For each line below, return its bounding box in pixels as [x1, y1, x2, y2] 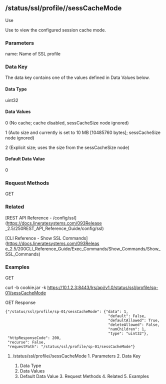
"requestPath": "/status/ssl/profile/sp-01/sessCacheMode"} [7, 344, 135, 349]
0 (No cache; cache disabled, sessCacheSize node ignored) [5, 119, 129, 125]
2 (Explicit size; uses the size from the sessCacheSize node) [5, 144, 130, 150]
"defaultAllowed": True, [108, 317, 160, 323]
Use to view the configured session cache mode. [5, 27, 106, 33]
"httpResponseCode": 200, [7, 335, 61, 340]
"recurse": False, [7, 339, 46, 344]
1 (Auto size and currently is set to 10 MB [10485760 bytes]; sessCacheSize [5, 129, 161, 135]
